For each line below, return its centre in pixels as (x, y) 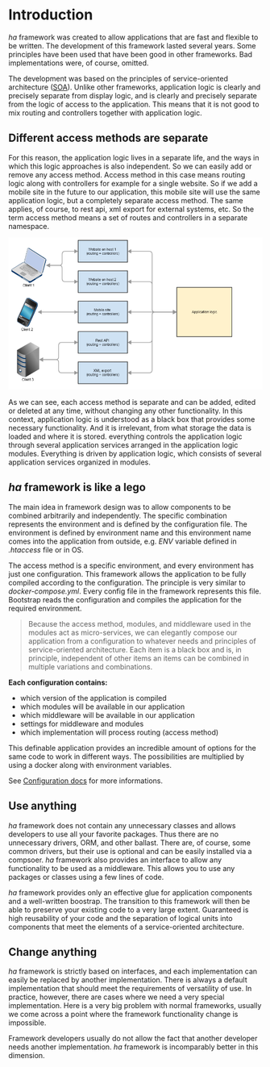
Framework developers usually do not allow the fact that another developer (133, 1039)
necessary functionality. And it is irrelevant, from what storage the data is (130, 427)
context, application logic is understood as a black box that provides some (132, 419)
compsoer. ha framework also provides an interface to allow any (115, 860)
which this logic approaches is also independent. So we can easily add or (130, 166)
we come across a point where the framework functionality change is (123, 1015)
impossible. (27, 1023)
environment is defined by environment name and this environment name (130, 532)
